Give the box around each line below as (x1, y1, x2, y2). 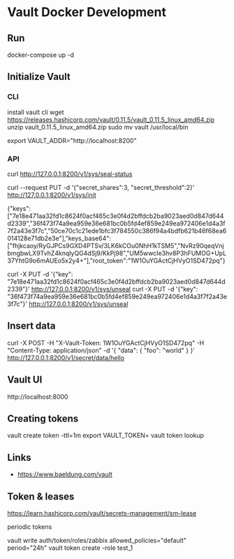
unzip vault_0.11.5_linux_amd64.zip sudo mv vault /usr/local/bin (7, 123, 189, 131)
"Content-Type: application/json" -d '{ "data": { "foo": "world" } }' (7, 346, 196, 354)
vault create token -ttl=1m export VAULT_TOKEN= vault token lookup (7, 432, 205, 440)
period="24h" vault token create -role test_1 (7, 544, 133, 552)
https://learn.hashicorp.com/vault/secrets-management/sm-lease (7, 509, 197, 518)
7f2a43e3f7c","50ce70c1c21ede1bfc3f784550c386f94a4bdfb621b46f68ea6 (7, 226, 227, 235)
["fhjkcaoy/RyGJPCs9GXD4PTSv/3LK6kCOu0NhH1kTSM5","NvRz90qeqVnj (7, 241, 225, 249)
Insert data (7, 320, 56, 332)
